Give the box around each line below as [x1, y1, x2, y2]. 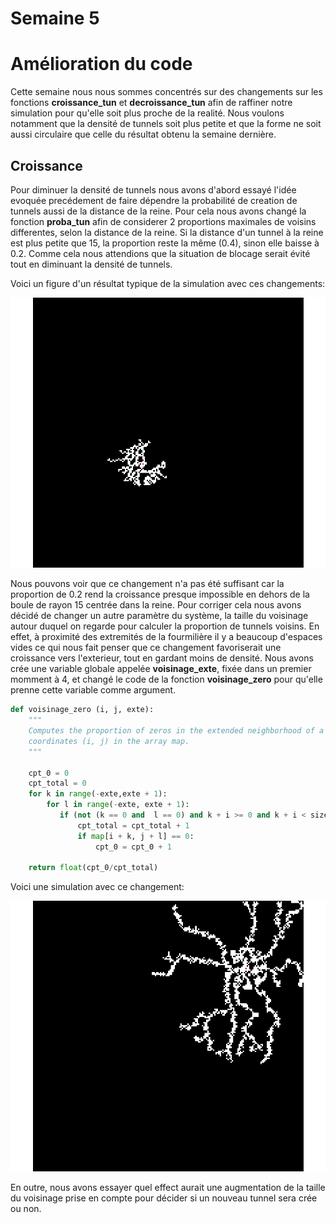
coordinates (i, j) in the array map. [28, 736, 190, 746]
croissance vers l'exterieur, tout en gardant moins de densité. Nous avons [10, 652, 314, 664]
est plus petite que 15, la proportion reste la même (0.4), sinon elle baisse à [10, 237, 320, 249]
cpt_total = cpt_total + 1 [77, 820, 190, 831]
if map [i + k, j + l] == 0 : [77, 831, 195, 841]
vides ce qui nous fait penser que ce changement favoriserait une [10, 642, 282, 654]
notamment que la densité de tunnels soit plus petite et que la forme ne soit [10, 118, 322, 130]
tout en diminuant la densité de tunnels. [10, 258, 173, 270]
